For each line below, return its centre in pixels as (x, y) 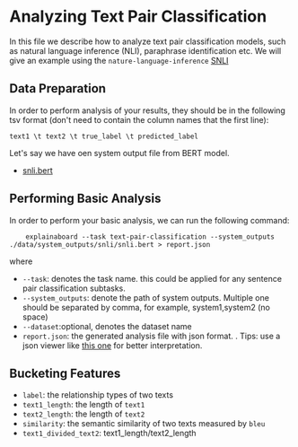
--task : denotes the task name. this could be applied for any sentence (152, 278)
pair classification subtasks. (74, 288)
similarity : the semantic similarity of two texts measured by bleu (144, 424)
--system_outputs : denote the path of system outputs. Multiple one (145, 297)
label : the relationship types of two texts (97, 395)
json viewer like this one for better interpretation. (112, 345)
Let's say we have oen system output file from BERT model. (120, 153)
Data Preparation (57, 88)
